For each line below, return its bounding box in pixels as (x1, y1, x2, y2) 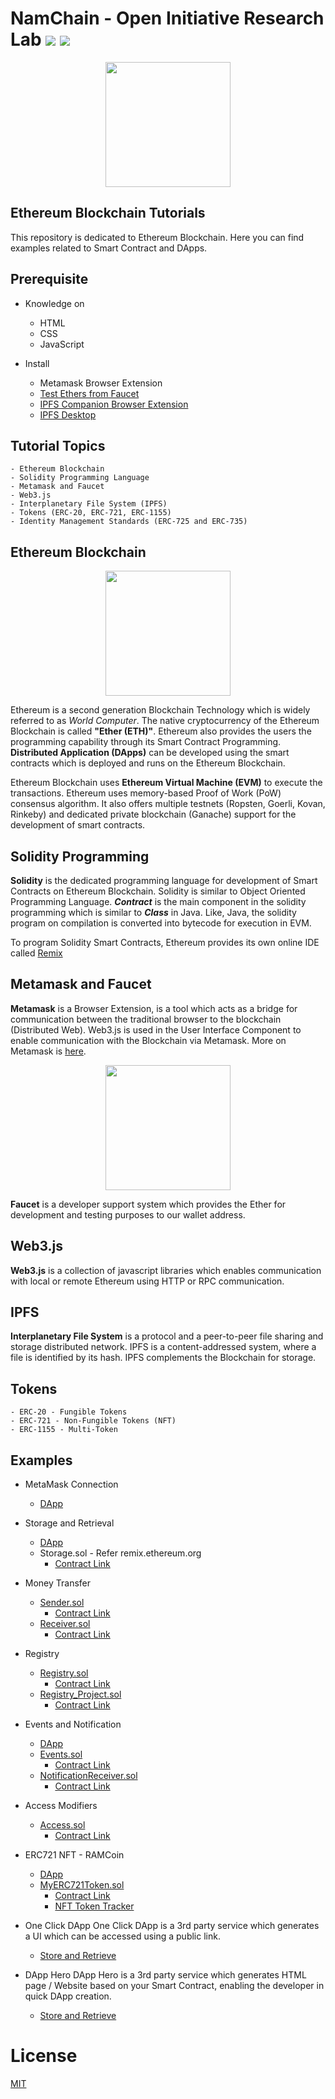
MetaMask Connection (24, 1478, 119, 1491)
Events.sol (39, 1748, 83, 1761)
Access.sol (39, 1819, 86, 1831)
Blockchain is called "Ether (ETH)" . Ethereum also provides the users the (10, 725, 312, 737)
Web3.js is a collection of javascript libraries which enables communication (10, 1264, 322, 1276)
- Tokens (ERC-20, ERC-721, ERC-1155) (10, 508, 172, 518)
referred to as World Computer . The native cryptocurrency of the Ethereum (10, 715, 320, 727)
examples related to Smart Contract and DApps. (10, 242, 208, 254)
